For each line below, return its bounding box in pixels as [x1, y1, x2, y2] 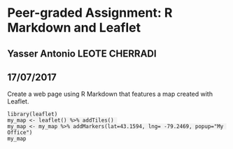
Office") [7, 129, 33, 136]
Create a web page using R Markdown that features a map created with [7, 90, 213, 99]
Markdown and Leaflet [7, 20, 141, 36]
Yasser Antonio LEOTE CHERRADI [7, 48, 157, 59]
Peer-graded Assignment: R [7, 5, 173, 21]
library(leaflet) [7, 111, 58, 118]
